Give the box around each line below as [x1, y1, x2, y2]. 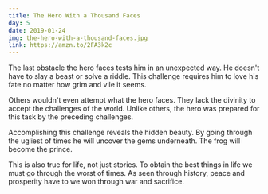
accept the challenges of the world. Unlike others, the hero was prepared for [8, 104, 260, 114]
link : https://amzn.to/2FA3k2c [8, 41, 112, 49]
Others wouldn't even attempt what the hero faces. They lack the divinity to [8, 95, 256, 105]
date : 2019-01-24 [8, 26, 66, 34]
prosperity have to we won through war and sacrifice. [8, 177, 185, 187]
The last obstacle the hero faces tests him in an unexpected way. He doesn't [8, 63, 260, 72]
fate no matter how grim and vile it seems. [8, 80, 147, 90]
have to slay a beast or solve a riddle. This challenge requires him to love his [8, 72, 259, 81]
